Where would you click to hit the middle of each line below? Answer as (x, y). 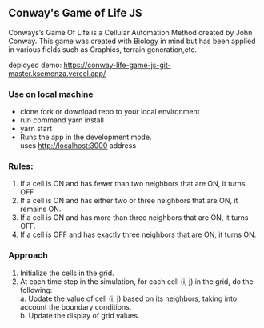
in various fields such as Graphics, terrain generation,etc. (103, 49)
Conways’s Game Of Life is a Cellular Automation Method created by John (130, 32)
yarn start (36, 129)
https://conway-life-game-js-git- (117, 65)
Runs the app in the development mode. (86, 137)
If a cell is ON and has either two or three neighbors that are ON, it (129, 201)
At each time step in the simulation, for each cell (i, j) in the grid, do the (136, 281)
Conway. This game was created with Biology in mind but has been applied (132, 41)
